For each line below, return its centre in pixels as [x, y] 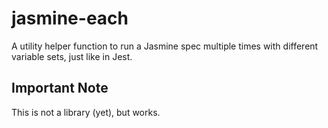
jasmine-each [70, 18]
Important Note [60, 88]
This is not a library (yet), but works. [86, 112]
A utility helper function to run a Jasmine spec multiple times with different [165, 46]
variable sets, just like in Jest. [72, 56]
